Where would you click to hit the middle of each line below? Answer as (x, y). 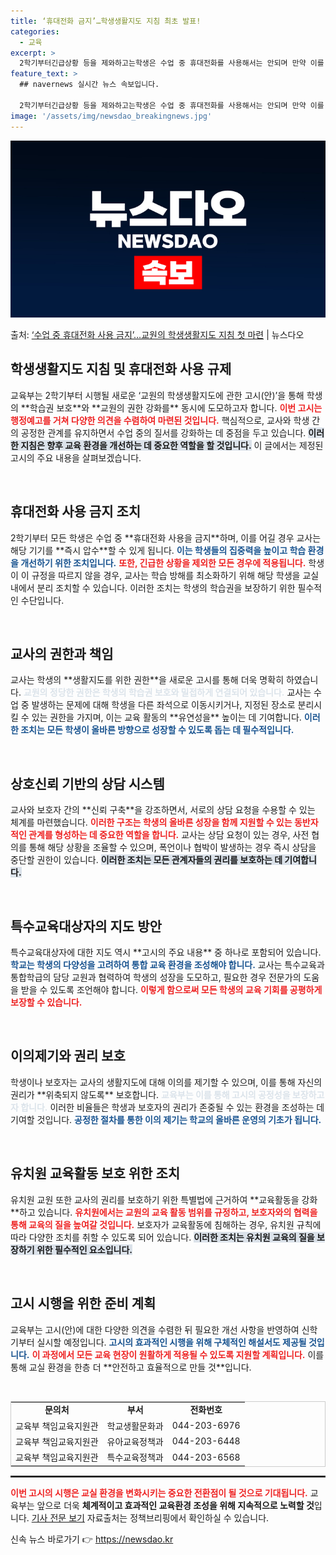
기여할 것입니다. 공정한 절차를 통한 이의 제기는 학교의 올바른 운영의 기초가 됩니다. (166, 1119)
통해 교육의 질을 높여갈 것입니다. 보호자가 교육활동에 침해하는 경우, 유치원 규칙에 (166, 1224)
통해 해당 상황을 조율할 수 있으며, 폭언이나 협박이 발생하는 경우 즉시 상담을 (172, 847)
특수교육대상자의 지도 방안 (86, 926)
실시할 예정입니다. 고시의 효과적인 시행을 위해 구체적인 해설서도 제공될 (171, 1342)
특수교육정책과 (135, 1457)
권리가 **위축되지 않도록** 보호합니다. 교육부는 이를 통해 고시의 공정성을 (150, 1094)
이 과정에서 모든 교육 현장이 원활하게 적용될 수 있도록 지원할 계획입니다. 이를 (178, 1354)
